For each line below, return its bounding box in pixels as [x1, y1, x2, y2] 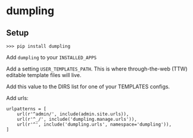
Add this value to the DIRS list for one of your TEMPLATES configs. [6, 83, 170, 90]
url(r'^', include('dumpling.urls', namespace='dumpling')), [17, 121, 172, 127]
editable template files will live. [6, 72, 82, 78]
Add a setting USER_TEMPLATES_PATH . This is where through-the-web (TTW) [6, 65, 188, 72]
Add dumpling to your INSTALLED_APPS [6, 54, 97, 60]
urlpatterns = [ [6, 106, 46, 112]
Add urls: [6, 95, 29, 101]
